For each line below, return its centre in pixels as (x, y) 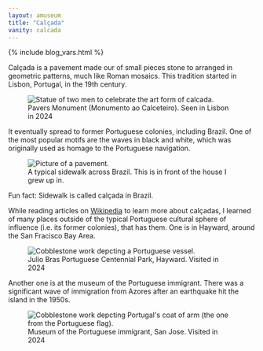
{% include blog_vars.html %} (56, 53)
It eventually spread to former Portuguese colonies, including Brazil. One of (130, 131)
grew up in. (46, 180)
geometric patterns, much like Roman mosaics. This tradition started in (122, 76)
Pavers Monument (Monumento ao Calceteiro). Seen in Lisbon (128, 108)
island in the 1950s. (39, 300)
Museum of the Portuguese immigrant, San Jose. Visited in (123, 332)
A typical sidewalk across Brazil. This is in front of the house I (127, 172)
